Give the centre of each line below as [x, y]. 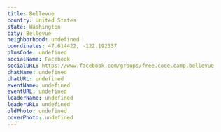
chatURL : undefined [36, 79]
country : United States [42, 20]
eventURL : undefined [37, 91]
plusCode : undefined [37, 53]
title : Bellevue [31, 14]
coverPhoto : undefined [40, 117]
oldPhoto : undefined [37, 111]
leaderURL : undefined [39, 105]
